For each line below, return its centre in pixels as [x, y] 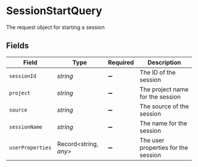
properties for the [164, 148]
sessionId [23, 76]
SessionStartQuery [54, 11]
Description [164, 62]
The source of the [164, 106]
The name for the [163, 123]
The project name [164, 89]
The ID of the [157, 72]
